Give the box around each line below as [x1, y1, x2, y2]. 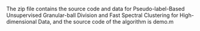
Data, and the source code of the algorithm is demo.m [38, 18, 174, 25]
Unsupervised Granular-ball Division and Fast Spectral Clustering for [6, 12, 179, 19]
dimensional [6, 18, 37, 25]
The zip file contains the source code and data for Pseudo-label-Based [6, 5, 185, 12]
